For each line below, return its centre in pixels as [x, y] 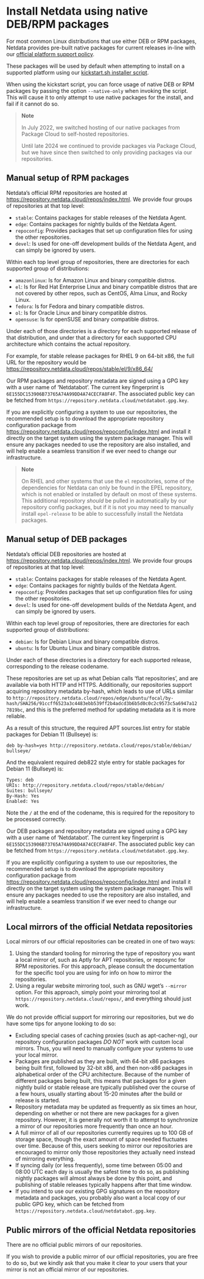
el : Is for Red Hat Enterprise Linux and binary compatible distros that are [106, 287]
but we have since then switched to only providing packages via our [107, 152]
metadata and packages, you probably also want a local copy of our [100, 1198]
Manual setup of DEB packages [67, 539]
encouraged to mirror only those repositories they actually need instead [105, 1153]
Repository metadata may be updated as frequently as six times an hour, [106, 1107]
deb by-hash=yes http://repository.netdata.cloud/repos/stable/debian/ [99, 746]
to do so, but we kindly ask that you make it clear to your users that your [97, 1263]
